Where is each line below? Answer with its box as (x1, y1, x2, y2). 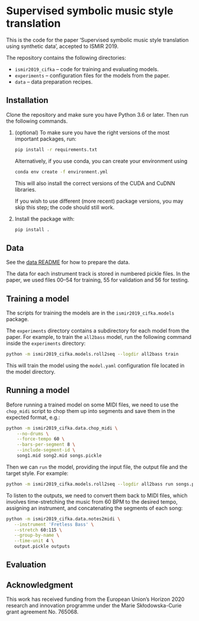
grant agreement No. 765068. (6, 609, 79, 616)
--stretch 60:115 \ (14, 527, 62, 533)
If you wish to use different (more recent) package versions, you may (14, 197, 184, 204)
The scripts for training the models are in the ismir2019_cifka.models (6, 309, 175, 316)
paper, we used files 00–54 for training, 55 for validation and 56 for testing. (6, 277, 190, 284)
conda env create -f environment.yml (14, 169, 108, 175)
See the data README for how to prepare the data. (6, 259, 130, 266)
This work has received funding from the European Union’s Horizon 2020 (6, 596, 185, 603)
